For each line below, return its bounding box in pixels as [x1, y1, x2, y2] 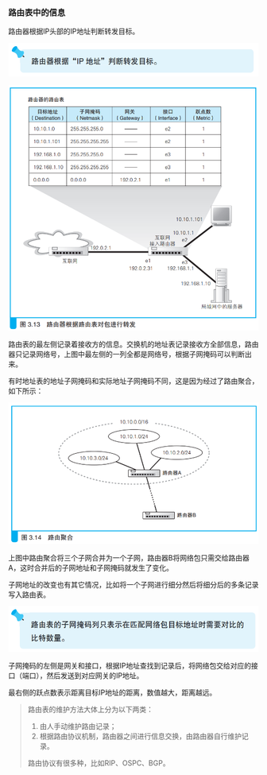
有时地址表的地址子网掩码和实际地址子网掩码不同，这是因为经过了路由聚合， [8, 376, 259, 386]
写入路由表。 [8, 590, 50, 599]
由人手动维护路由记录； [39, 721, 117, 730]
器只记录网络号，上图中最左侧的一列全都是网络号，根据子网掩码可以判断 [8, 350, 245, 359]
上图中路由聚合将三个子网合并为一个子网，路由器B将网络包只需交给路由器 [8, 553, 250, 563]
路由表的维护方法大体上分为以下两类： [27, 704, 153, 714]
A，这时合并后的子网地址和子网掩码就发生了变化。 [8, 563, 173, 573]
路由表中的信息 [8, 6, 66, 17]
